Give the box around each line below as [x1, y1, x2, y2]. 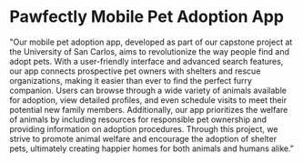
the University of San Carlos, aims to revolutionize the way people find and [9, 46, 289, 56]
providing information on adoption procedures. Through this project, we [9, 123, 278, 134]
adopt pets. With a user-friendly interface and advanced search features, [9, 56, 284, 66]
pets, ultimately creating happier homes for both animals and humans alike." [9, 143, 294, 154]
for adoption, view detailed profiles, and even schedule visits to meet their [9, 94, 288, 106]
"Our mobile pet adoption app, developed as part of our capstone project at [9, 36, 293, 47]
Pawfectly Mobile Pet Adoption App [9, 6, 285, 27]
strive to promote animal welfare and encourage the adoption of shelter [9, 133, 278, 144]
